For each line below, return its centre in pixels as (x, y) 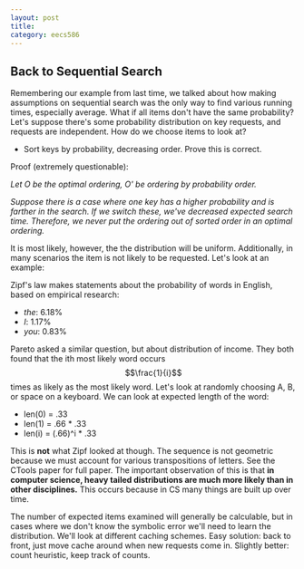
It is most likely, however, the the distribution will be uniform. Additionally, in (152, 248)
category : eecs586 (45, 34)
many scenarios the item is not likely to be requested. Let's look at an (140, 258)
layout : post (35, 18)
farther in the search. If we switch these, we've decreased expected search (152, 212)
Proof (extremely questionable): (70, 167)
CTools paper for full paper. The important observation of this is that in (142, 470)
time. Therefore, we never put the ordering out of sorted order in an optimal (152, 221)
